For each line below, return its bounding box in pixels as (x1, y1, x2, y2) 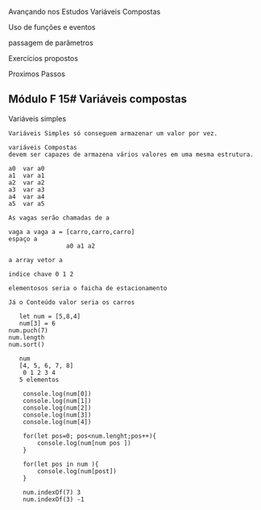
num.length (8, 333, 45, 341)
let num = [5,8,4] (19, 312, 81, 320)
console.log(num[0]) (23, 389, 92, 397)
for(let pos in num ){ (23, 460, 99, 468)
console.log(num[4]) (23, 417, 92, 426)
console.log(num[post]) (37, 467, 117, 475)
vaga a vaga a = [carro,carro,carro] (8, 228, 135, 236)
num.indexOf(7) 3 (23, 488, 81, 496)
